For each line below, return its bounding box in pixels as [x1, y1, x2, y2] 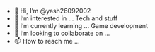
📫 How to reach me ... [13, 37, 80, 45]
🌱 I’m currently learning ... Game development [13, 22, 149, 30]
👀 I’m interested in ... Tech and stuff [13, 14, 118, 22]
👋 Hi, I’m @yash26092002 [13, 7, 91, 15]
